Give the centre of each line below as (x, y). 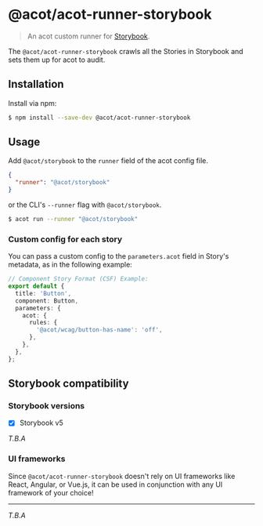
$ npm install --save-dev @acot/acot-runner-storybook (99, 118)
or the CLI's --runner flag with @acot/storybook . (85, 205)
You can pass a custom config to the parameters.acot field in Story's (119, 256)
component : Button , (47, 301)
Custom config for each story (65, 239)
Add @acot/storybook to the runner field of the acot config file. (108, 161)
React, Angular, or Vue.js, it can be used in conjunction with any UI (115, 484)
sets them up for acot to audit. (57, 60)
